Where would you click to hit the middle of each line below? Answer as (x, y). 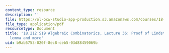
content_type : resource (30, 10)
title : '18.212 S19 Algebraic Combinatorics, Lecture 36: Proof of (77, 33)
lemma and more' (27, 38)
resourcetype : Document (30, 29)
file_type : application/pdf (35, 24)
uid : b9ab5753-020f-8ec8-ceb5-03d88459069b (52, 43)
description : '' (22, 15)
